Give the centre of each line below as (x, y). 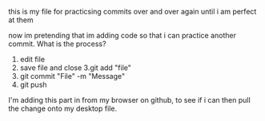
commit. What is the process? (57, 44)
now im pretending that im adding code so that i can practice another (122, 35)
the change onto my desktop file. (63, 108)
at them (21, 20)
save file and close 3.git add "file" (76, 68)
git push (33, 84)
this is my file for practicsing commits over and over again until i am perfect (132, 12)
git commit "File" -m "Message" (72, 76)
